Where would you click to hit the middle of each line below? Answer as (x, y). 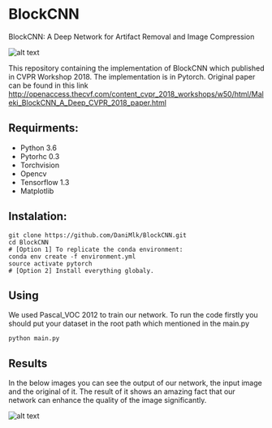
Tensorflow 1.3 (45, 182)
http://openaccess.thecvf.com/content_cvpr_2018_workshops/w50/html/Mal (136, 93)
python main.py (34, 339)
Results (28, 363)
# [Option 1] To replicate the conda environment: (96, 249)
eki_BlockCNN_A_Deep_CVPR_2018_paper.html (87, 102)
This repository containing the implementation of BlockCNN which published (136, 68)
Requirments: (43, 128)
